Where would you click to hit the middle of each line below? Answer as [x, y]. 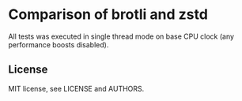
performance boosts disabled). [59, 44]
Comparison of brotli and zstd [108, 15]
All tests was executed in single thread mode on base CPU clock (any [121, 36]
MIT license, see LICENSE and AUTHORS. [76, 88]
